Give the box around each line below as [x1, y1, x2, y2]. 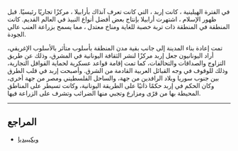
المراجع [7, 116, 37, 128]
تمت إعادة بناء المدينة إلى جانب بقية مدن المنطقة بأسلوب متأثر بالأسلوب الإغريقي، [7, 44, 223, 52]
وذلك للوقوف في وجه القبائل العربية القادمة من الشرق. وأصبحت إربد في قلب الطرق [7, 67, 228, 74]
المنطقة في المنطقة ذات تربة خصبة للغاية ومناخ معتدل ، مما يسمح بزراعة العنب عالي [7, 23, 230, 30]
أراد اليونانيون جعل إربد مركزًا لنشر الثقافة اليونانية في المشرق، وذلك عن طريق [7, 51, 214, 60]
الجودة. [7, 30, 27, 38]
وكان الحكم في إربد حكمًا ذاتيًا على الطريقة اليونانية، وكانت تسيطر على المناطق [7, 82, 215, 89]
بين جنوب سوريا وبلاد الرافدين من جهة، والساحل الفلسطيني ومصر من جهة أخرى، [7, 74, 220, 82]
